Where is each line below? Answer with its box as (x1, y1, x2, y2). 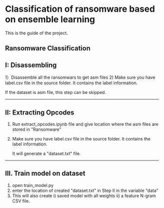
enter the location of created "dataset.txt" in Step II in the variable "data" (12, 187, 159, 193)
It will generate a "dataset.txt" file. (12, 150, 81, 156)
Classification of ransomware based (5, 3, 155, 15)
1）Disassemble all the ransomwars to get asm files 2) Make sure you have (5, 74, 155, 80)
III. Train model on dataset (5, 169, 85, 178)
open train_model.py (12, 182, 54, 188)
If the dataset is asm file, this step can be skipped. (5, 90, 106, 95)
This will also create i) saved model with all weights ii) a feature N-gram (12, 192, 156, 199)
